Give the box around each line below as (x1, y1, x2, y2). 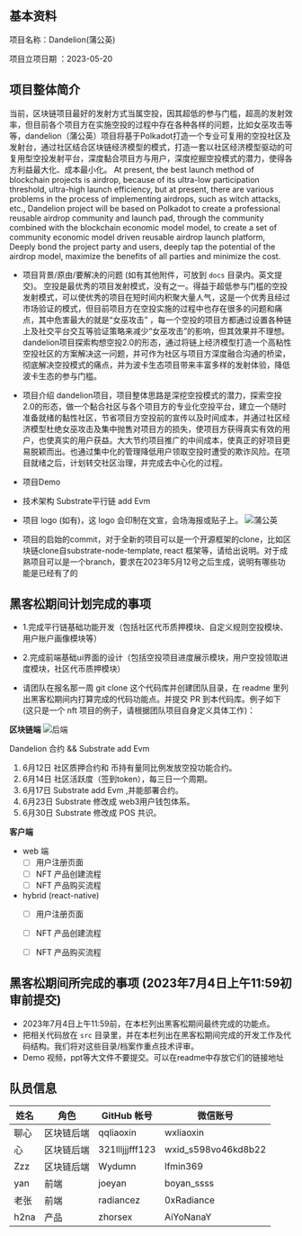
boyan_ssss (164, 1177, 214, 1190)
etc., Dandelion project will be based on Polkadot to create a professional (9, 203, 280, 213)
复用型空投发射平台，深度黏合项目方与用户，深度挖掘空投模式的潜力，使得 (9, 152, 285, 164)
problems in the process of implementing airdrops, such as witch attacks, (9, 193, 281, 204)
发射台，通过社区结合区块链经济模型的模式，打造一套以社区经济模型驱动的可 (9, 141, 293, 152)
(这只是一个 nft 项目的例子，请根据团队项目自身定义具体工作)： (22, 705, 256, 716)
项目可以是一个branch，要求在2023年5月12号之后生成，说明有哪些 (30, 556, 279, 567)
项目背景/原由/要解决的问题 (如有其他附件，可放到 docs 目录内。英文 (22, 269, 275, 280)
